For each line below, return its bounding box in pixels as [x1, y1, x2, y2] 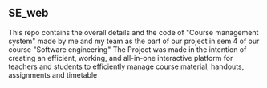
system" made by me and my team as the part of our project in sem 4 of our [8, 36, 260, 46]
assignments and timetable [8, 70, 98, 79]
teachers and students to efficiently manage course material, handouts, [8, 62, 245, 71]
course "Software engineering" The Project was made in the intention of [8, 44, 247, 54]
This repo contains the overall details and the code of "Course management [8, 27, 259, 37]
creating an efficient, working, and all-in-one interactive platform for [8, 53, 233, 62]
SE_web [8, 6, 49, 20]
